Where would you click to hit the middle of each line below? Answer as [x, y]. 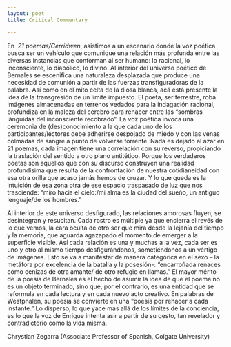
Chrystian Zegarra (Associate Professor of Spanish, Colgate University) [109, 336]
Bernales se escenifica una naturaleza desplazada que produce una [103, 75]
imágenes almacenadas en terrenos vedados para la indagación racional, [111, 104]
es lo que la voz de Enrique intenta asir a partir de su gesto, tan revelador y [114, 315]
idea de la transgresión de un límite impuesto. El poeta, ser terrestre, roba [112, 97]
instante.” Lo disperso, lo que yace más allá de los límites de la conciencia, [113, 308]
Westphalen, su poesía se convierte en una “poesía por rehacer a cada [108, 301]
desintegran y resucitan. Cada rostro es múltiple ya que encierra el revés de [115, 220]
